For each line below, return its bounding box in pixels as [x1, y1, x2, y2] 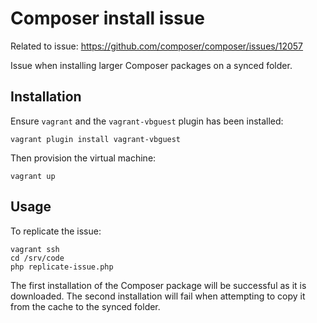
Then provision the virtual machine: [10, 152, 157, 164]
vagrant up [10, 171, 56, 181]
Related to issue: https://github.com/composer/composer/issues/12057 [10, 40, 304, 52]
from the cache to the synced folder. [10, 300, 161, 312]
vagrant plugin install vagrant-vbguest [10, 134, 182, 144]
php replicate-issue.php [10, 262, 114, 272]
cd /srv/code [10, 253, 65, 263]
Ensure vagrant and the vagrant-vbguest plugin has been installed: [10, 115, 284, 127]
